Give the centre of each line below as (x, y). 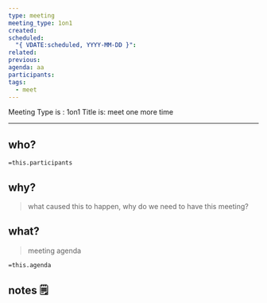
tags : (17, 82)
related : (23, 52)
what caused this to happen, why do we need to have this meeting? (138, 206)
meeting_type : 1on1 (41, 23)
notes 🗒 (29, 291)
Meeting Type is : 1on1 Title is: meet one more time (91, 112)
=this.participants (41, 163)
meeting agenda (54, 251)
